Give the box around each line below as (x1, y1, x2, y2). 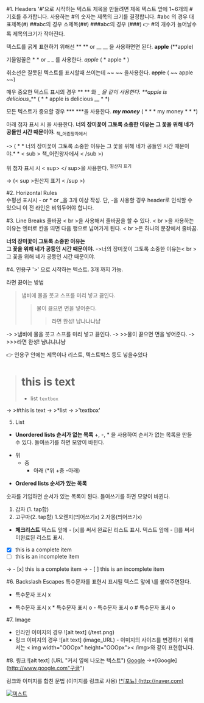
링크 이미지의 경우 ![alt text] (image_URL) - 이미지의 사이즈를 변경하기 (15, 636, 183, 643)
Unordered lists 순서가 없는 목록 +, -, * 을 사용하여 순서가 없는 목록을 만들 (15, 431, 192, 439)
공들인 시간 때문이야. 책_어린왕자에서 (6, 129, 87, 137)
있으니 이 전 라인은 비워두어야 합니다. (6, 204, 94, 211)
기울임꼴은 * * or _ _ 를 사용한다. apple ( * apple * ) (6, 56, 130, 63)
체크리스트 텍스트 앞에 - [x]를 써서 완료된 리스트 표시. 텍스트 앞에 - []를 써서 (15, 526, 195, 534)
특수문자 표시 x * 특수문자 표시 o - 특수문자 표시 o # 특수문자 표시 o (15, 604, 175, 611)
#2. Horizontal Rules (6, 189, 58, 197)
